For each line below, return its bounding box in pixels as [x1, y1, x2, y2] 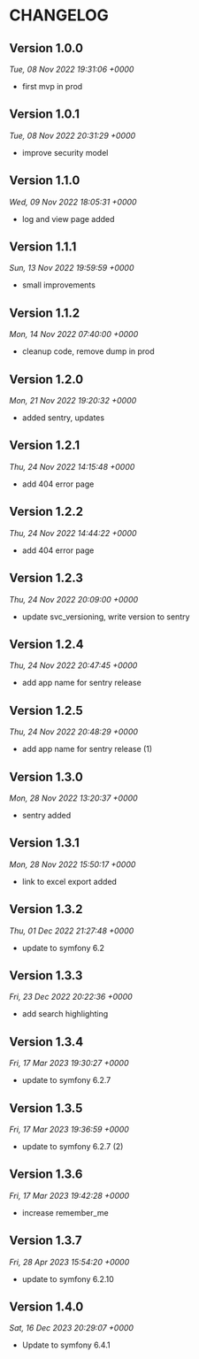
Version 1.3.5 [9, 1101, 83, 1116]
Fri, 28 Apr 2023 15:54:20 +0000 [9, 1256, 130, 1267]
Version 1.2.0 [9, 372, 84, 387]
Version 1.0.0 [9, 41, 84, 56]
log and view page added [21, 213, 115, 224]
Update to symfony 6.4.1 [21, 1340, 111, 1350]
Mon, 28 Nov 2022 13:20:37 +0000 [9, 793, 139, 803]
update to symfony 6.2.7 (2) [21, 1141, 124, 1151]
